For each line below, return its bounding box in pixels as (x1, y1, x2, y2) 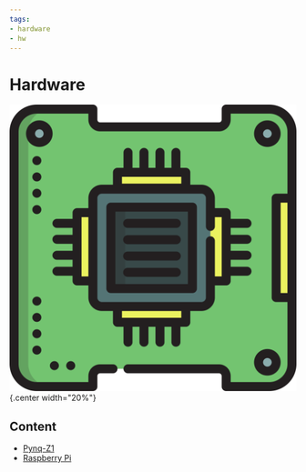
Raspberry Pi (22, 453, 72, 464)
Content (9, 418, 57, 434)
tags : (9, 15, 30, 24)
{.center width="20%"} (9, 392, 97, 404)
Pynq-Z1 (22, 443, 55, 454)
